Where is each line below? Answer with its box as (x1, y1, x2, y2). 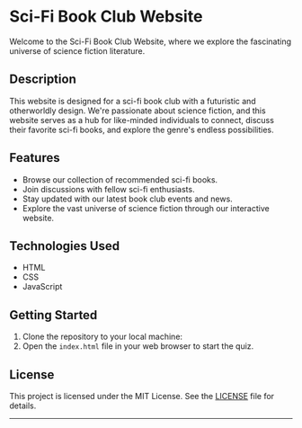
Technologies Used (9, 238, 120, 254)
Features (9, 150, 60, 165)
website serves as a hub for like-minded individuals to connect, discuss (9, 114, 274, 125)
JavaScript (22, 281, 63, 292)
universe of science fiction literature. (9, 45, 146, 56)
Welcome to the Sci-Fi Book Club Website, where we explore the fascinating (9, 36, 292, 47)
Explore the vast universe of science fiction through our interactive (22, 202, 270, 213)
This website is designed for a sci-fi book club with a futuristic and (9, 95, 256, 106)
